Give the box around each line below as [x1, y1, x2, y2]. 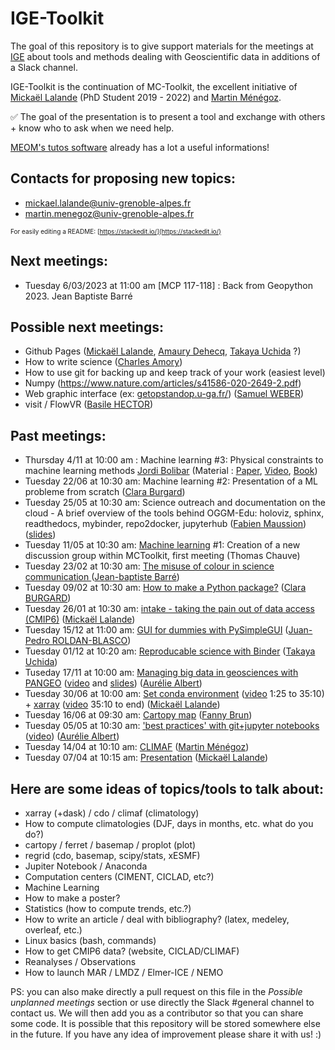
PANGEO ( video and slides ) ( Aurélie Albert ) [24, 677, 203, 689]
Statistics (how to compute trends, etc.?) [24, 903, 192, 914]
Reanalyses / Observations [24, 956, 137, 967]
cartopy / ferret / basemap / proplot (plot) [24, 839, 197, 851]
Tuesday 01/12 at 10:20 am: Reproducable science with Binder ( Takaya [24, 645, 316, 657]
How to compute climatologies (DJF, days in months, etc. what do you [24, 818, 314, 829]
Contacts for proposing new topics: [10, 170, 236, 187]
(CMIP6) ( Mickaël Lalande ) [24, 613, 136, 626]
